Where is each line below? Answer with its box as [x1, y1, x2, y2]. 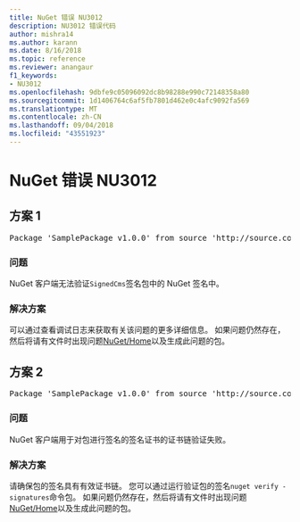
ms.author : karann [9, 37, 78, 47]
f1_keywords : [9, 71, 58, 80]
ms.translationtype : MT [9, 104, 98, 113]
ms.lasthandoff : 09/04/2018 [9, 121, 114, 130]
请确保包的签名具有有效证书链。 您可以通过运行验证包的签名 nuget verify [9, 480, 279, 491]
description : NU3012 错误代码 [9, 21, 116, 30]
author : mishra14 [9, 29, 74, 38]
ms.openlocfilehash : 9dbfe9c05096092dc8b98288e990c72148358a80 [9, 87, 250, 96]
